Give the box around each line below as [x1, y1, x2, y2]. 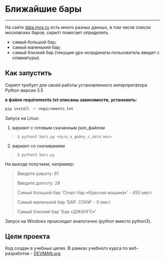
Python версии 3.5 [5, 87, 44, 93]
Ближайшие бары [5, 3, 82, 15]
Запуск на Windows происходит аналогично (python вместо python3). [5, 218, 152, 224]
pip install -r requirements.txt [5, 106, 74, 111]
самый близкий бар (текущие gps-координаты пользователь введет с [12, 49, 160, 55]
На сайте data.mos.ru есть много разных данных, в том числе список [5, 24, 151, 30]
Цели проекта [5, 232, 50, 241]
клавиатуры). [12, 55, 40, 60]
